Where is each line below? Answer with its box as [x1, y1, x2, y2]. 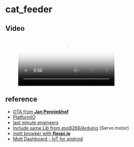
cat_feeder [5, 4, 53, 15]
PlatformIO [12, 114, 36, 120]
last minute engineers [12, 119, 59, 125]
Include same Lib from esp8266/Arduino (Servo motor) [12, 124, 129, 131]
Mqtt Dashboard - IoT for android [12, 136, 83, 142]
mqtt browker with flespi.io [12, 130, 71, 136]
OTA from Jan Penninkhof [12, 109, 69, 115]
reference [5, 95, 37, 103]
